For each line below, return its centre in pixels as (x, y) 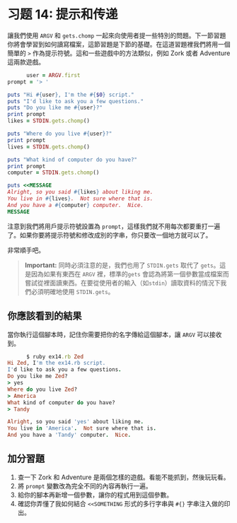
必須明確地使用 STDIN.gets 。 (73, 291)
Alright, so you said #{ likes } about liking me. (80, 192)
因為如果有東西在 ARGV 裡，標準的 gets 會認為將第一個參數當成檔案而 (130, 274)
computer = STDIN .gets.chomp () (53, 173)
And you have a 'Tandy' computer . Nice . (69, 435)
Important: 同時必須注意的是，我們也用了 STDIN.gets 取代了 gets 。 (122, 265)
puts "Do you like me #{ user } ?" (55, 108)
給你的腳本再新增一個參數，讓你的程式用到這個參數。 (95, 495)
